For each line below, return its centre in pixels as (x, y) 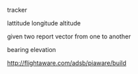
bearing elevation (32, 50)
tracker (17, 10)
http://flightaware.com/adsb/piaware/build (67, 63)
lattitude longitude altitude (44, 23)
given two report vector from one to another (69, 36)
